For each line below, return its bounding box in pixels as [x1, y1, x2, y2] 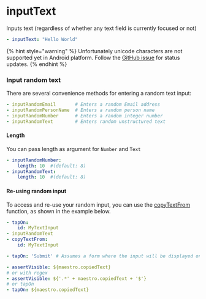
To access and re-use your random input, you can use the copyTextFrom [6, 201, 191, 209]
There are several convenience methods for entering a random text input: [6, 90, 192, 97]
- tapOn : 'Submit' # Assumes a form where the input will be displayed [6, 253, 193, 259]
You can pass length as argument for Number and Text [6, 145, 141, 152]
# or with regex [6, 270, 48, 276]
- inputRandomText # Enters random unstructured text [6, 118, 166, 125]
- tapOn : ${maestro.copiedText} [6, 287, 89, 293]
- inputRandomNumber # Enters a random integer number [6, 113, 164, 119]
